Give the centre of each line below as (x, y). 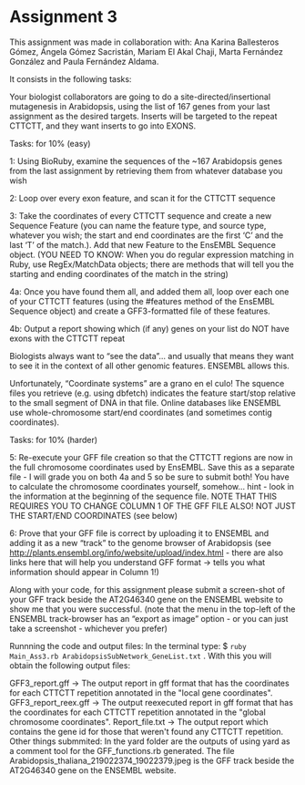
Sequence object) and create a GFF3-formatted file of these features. (140, 311)
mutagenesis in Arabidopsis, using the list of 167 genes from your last (140, 106)
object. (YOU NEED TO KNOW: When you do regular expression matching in (152, 254)
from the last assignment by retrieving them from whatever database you (146, 170)
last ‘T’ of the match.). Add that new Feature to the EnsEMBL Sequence (142, 244)
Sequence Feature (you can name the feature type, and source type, (138, 225)
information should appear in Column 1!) (84, 572)
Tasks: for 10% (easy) (50, 143)
